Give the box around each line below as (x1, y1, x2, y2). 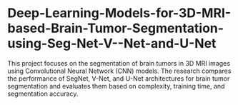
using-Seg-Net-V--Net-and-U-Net (7, 36, 217, 51)
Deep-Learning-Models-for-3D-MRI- (7, 5, 232, 21)
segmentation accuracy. (7, 89, 79, 98)
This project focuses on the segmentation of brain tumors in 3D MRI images (7, 59, 231, 67)
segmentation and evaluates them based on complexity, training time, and (7, 81, 225, 90)
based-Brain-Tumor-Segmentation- (7, 20, 224, 36)
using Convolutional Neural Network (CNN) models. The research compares (7, 66, 232, 75)
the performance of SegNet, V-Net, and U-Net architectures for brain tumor (7, 74, 230, 83)
